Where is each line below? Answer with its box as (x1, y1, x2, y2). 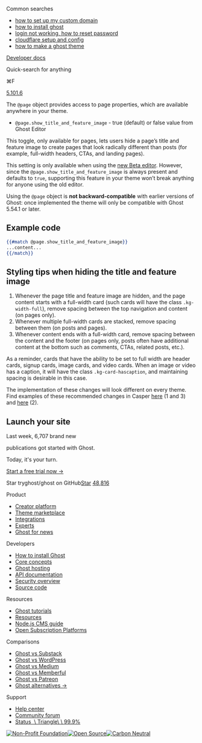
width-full (14, 306, 43, 313)
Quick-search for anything (6, 66, 72, 73)
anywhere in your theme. (6, 107, 68, 114)
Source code (14, 584, 47, 591)
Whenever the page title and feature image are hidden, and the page (14, 292, 186, 299)
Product (6, 491, 26, 499)
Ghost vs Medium (14, 663, 59, 670)
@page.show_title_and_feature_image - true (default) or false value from (14, 119, 194, 126)
